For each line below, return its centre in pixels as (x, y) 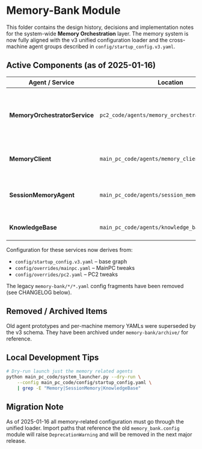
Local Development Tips (53, 357)
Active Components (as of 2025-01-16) (81, 65)
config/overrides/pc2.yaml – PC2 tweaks (66, 274)
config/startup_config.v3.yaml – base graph (71, 261)
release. (16, 441)
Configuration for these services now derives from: (70, 250)
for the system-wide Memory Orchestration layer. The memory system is (97, 33)
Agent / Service (52, 82)
